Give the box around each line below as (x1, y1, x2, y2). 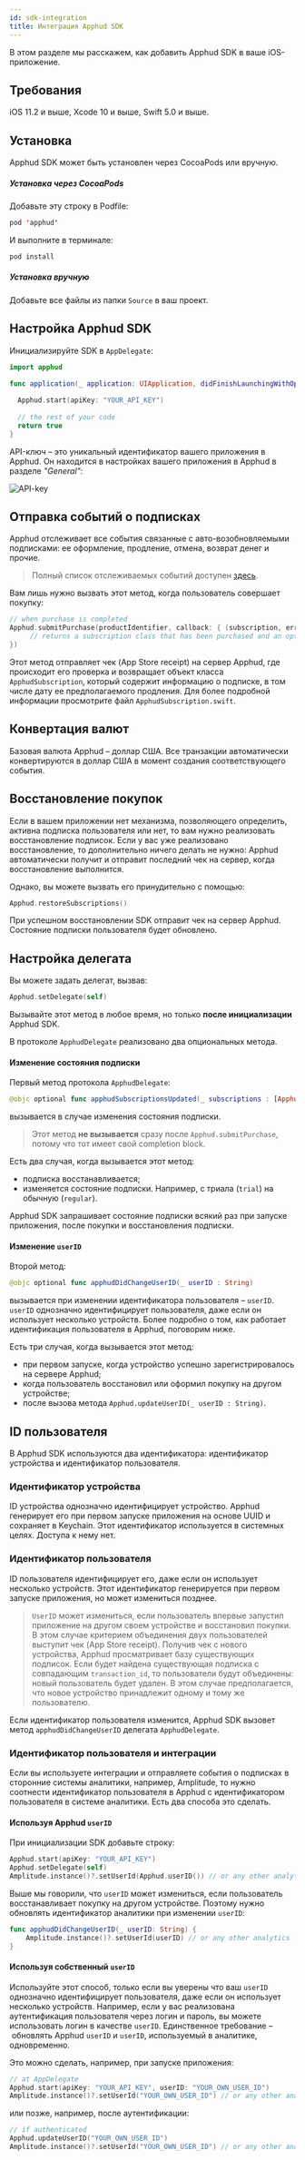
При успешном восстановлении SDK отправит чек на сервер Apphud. (9, 915, 281, 926)
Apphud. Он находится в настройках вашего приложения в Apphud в (9, 456, 277, 466)
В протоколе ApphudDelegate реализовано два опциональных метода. (9, 1036, 278, 1047)
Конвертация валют (9, 722, 130, 737)
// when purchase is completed (9, 614, 128, 624)
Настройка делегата (9, 950, 132, 967)
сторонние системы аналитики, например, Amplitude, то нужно (9, 1776, 256, 1788)
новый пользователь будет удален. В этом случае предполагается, (31, 1677, 293, 1688)
